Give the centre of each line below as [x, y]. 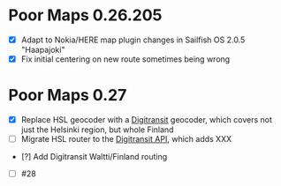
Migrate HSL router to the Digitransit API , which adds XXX [126, 139]
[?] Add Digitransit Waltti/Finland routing [94, 157]
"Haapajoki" [43, 50]
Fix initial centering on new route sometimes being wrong [125, 59]
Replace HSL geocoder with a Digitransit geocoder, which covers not [147, 119]
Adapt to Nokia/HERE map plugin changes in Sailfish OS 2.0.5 [133, 40]
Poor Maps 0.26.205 [85, 15]
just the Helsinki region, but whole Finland [97, 130]
